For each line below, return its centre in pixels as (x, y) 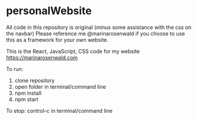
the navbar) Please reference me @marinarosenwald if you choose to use (96, 33)
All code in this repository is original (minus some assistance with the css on (99, 27)
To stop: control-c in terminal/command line (60, 111)
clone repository (35, 80)
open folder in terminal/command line (60, 86)
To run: (15, 69)
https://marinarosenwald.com (42, 57)
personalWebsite (49, 11)
